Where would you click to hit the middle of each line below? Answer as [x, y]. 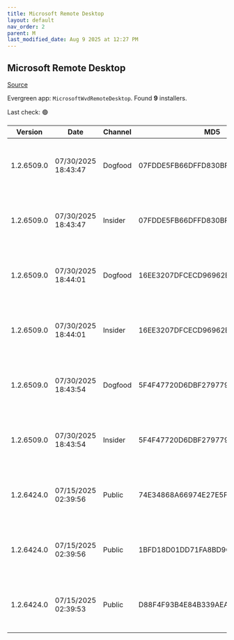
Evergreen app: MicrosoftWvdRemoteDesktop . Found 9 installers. [97, 98]
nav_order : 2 [26, 26]
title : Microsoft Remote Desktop [56, 14]
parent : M [22, 33]
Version [30, 132]
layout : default [31, 20]
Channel [118, 132]
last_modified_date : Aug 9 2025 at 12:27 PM [73, 40]
